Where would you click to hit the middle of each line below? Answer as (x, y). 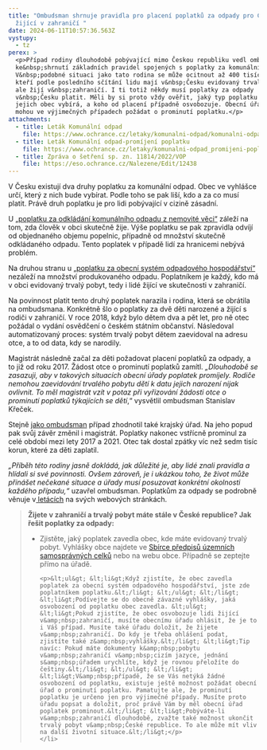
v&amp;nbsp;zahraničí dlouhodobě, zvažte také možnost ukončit (147, 718)
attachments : (30, 120)
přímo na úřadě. (66, 564)
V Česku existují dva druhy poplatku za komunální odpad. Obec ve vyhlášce (132, 187)
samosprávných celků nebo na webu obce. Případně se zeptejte (145, 556)
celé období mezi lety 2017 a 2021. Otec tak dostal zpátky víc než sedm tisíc (133, 442)
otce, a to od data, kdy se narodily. (65, 343)
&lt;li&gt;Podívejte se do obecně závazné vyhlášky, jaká (137, 600)
